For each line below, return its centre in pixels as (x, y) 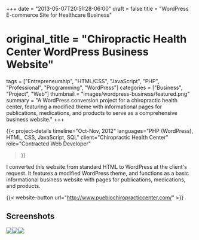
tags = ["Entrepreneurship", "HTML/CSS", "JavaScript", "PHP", (83, 81)
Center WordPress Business (77, 52)
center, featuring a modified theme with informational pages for (84, 107)
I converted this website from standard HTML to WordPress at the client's (97, 166)
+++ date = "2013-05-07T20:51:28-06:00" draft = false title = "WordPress (98, 9)
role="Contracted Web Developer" (49, 144)
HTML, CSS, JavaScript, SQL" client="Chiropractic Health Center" (87, 137)
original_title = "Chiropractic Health (97, 39)
